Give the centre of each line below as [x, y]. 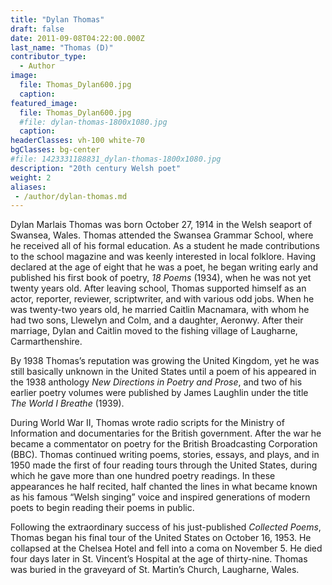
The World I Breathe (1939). [67, 403]
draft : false [37, 29]
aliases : [28, 187]
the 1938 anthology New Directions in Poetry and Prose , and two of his [156, 382]
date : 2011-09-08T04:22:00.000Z [77, 38]
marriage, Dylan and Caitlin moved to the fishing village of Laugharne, [154, 331]
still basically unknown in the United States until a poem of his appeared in [163, 372]
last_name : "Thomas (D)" [62, 47]
